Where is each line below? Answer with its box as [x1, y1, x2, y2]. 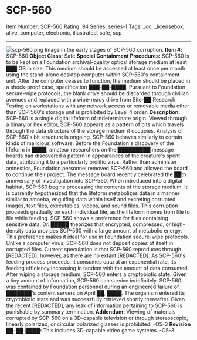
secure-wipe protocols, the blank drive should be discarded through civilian [6, 89, 189, 97]
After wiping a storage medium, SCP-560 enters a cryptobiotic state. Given [6, 271, 188, 278]
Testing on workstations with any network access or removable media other [6, 102, 189, 109]
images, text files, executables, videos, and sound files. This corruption [6, 202, 178, 209]
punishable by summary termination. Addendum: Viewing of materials [6, 308, 176, 315]
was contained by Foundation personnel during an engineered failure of [6, 283, 179, 290]
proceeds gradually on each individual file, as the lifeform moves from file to [6, 208, 191, 215]
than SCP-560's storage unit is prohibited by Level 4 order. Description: [6, 108, 181, 115]
